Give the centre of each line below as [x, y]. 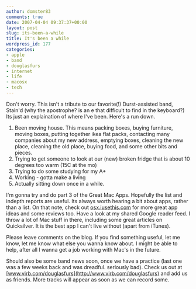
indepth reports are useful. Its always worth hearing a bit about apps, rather [97, 201]
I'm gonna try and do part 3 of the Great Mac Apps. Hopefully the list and [94, 195]
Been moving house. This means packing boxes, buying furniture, [94, 128]
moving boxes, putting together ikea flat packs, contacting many [92, 134]
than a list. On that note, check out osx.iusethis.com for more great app [92, 207]
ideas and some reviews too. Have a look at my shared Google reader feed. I [98, 213]
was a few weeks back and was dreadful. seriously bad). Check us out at [94, 267]
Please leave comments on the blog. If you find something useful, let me [93, 237]
